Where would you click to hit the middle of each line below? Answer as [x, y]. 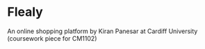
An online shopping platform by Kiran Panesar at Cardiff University [102, 31]
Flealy [25, 12]
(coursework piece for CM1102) [52, 38]
